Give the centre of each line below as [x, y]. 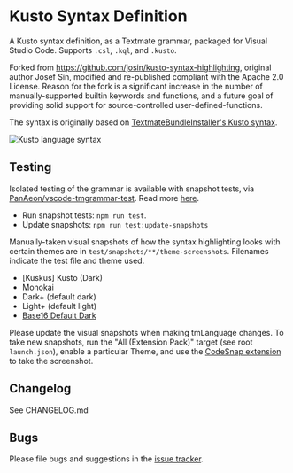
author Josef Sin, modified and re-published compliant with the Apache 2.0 [146, 76]
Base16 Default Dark [59, 315]
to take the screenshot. [51, 361]
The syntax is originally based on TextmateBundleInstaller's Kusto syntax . [143, 122]
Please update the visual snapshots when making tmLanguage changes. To [147, 332]
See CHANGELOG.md [49, 410]
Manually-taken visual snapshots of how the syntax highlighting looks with [145, 242]
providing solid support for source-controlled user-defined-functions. [136, 105]
